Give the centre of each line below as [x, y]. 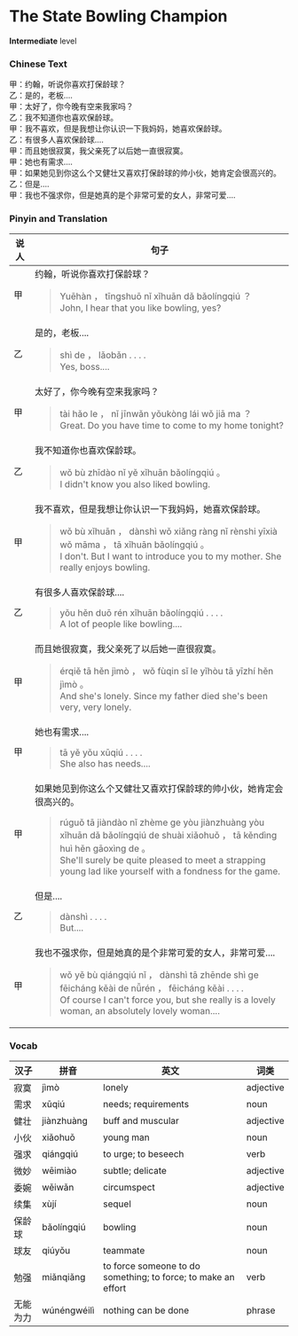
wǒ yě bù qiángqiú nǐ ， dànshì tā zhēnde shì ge [159, 975]
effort [115, 1288]
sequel [117, 1204]
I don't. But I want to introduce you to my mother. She [171, 556]
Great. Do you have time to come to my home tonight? [172, 425]
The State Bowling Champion [118, 16]
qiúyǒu [56, 1250]
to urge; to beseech [144, 1153]
